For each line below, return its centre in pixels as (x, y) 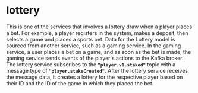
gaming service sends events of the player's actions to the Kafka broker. (95, 58)
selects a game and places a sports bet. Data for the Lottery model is (91, 39)
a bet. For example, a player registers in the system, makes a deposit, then (97, 33)
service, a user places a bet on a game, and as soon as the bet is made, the (99, 52)
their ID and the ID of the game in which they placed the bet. (80, 83)
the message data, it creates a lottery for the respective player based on (95, 77)
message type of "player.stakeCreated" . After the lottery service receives (97, 70)
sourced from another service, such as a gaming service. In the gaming (94, 46)
